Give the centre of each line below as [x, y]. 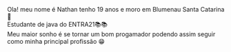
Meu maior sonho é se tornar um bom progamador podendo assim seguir [111, 34]
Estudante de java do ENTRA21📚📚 [58, 24]
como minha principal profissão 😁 [56, 41]
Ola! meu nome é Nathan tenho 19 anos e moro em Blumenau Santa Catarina [116, 9]
